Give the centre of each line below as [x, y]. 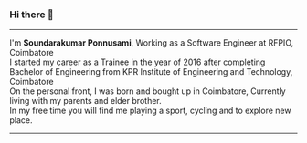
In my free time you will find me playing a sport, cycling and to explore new [150, 111]
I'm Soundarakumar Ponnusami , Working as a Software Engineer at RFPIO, [152, 43]
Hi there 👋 [32, 15]
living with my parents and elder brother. [85, 101]
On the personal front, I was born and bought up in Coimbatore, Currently [148, 91]
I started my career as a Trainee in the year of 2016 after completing [138, 62]
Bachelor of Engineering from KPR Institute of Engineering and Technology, [151, 72]
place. [21, 120]
